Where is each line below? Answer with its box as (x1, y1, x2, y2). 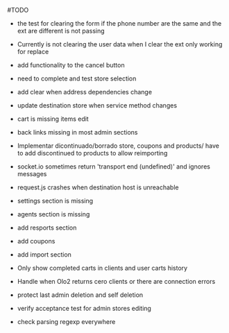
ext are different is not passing (17, 27, 105, 35)
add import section (17, 250, 71, 259)
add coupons (17, 237, 56, 245)
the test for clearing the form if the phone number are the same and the (17, 19, 222, 27)
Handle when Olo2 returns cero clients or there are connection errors (17, 277, 216, 285)
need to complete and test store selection (17, 74, 137, 83)
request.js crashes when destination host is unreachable (17, 183, 179, 191)
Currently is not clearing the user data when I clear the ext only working (17, 40, 223, 48)
